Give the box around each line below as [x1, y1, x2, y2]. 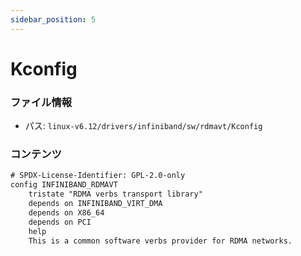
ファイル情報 [10, 95, 73, 109]
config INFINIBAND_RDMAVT [10, 180, 118, 190]
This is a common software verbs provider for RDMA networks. [28, 236, 293, 246]
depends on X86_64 [28, 207, 105, 218]
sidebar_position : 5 [10, 14, 97, 25]
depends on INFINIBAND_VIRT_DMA [28, 199, 163, 209]
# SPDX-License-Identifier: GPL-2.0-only [10, 171, 186, 181]
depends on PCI [28, 217, 92, 227]
